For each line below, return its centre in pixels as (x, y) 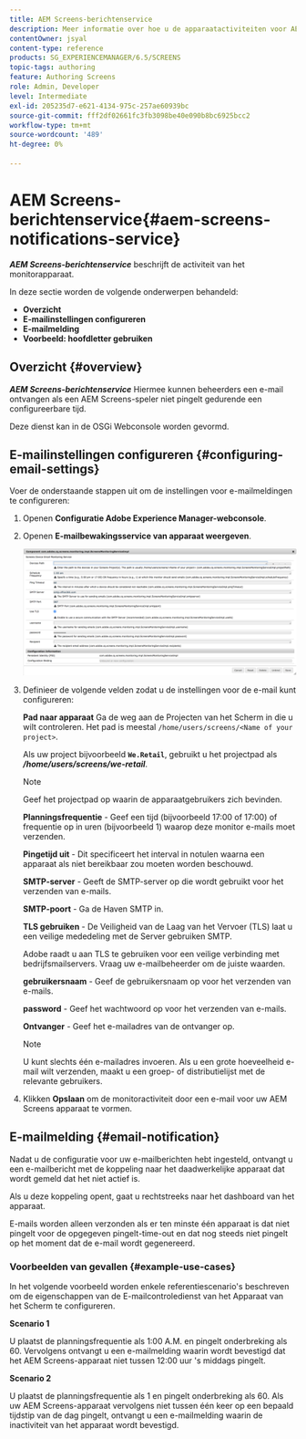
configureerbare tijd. (48, 408)
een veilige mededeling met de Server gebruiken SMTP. (127, 936)
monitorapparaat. (42, 274)
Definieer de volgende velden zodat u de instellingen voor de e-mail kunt (159, 690)
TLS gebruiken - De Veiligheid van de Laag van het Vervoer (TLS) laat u (158, 926)
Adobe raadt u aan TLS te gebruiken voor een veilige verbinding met (151, 954)
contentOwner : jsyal (49, 38)
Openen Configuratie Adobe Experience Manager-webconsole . (144, 518)
